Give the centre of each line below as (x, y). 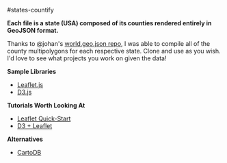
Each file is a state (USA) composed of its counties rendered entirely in (109, 23)
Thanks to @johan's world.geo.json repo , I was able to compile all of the (109, 43)
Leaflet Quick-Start (44, 118)
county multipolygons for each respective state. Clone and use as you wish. (114, 51)
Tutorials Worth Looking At (46, 105)
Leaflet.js (30, 85)
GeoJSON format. (33, 30)
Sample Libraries (32, 72)
